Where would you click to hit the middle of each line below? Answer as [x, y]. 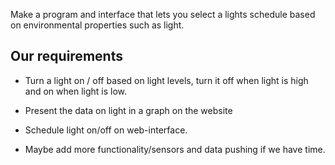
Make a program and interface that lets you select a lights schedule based [163, 14]
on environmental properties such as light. [97, 25]
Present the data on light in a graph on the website [128, 110]
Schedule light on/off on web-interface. [106, 130]
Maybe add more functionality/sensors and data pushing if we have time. [175, 149]
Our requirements [66, 56]
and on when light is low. [76, 91]
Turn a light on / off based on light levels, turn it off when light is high [166, 80]
